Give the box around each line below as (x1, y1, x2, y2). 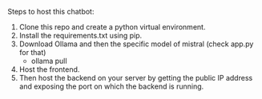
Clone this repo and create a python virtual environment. (18, 22, 206, 31)
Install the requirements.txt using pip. (18, 31, 143, 40)
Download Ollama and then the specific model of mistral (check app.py (18, 39, 254, 49)
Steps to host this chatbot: (7, 7, 95, 16)
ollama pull (30, 56, 67, 65)
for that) (18, 48, 46, 57)
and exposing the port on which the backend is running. (18, 81, 204, 91)
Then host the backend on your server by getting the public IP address (18, 73, 253, 82)
